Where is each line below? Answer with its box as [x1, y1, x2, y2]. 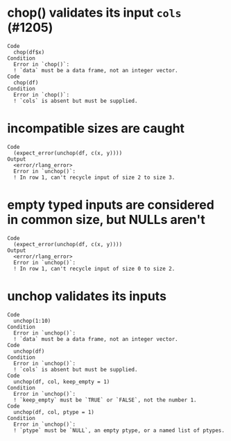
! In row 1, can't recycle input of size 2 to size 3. [13, 174, 176, 181]
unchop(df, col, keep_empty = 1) [13, 378, 110, 385]
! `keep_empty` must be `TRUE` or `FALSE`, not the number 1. [13, 396, 197, 403]
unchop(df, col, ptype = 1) [13, 408, 95, 415]
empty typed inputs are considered [7, 197, 215, 213]
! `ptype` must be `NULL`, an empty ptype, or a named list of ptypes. [13, 426, 225, 434]
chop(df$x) [13, 49, 45, 56]
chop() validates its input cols [7, 5, 182, 21]
